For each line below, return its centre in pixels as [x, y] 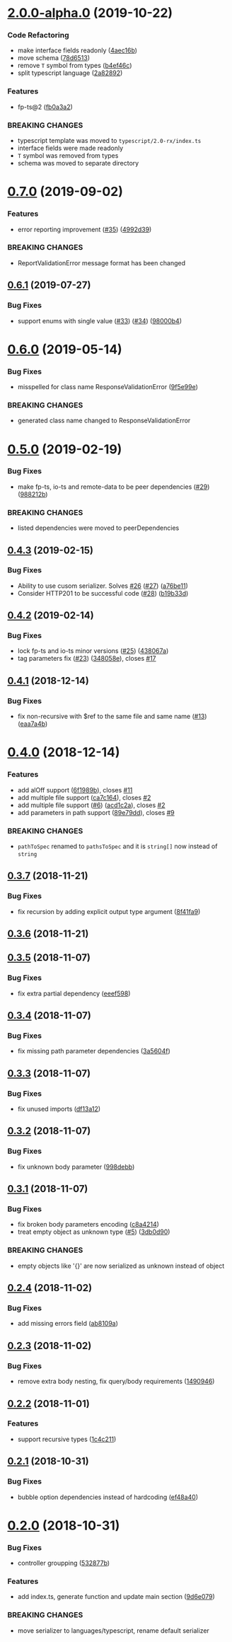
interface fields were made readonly [70, 148]
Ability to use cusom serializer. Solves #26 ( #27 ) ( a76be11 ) [103, 586]
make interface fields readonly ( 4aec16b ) [77, 50]
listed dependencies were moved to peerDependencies [98, 528]
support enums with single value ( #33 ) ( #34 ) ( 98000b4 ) [100, 320]
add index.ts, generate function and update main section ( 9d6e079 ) [116, 1597]
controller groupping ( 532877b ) [64, 1563]
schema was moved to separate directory [78, 163]
